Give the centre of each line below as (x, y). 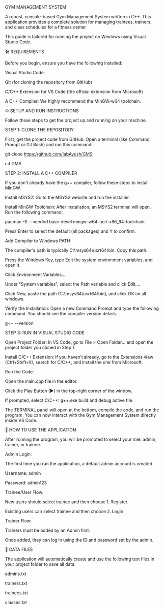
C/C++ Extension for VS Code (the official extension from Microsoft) (74, 91)
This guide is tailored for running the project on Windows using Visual (76, 37)
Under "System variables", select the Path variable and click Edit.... (73, 284)
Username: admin (23, 473)
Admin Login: (18, 454)
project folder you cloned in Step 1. (40, 347)
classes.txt (16, 602)
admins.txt (16, 574)
